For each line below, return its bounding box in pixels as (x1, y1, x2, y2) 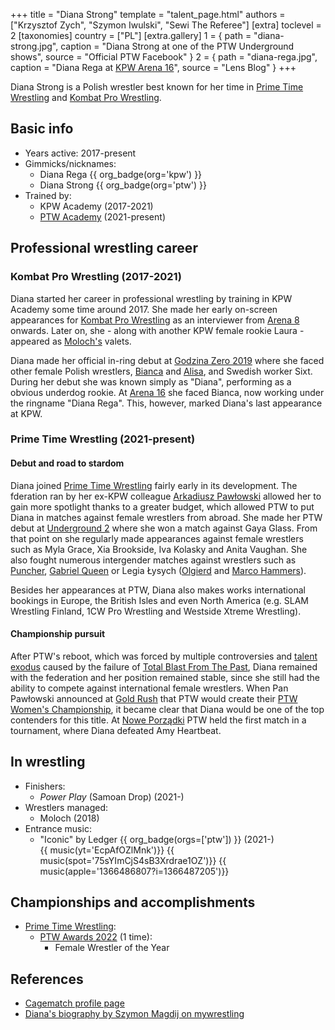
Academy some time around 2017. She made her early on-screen (10, 303, 278, 315)
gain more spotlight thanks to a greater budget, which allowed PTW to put (10, 500, 315, 513)
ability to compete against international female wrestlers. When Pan (10, 682, 289, 694)
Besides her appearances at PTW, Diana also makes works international (10, 584, 306, 596)
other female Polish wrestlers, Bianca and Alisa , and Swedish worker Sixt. (10, 365, 313, 377)
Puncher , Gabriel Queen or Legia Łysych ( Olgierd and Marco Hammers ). (10, 564, 307, 576)
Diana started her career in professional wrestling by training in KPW (10, 292, 293, 304)
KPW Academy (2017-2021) (39, 200, 154, 212)
